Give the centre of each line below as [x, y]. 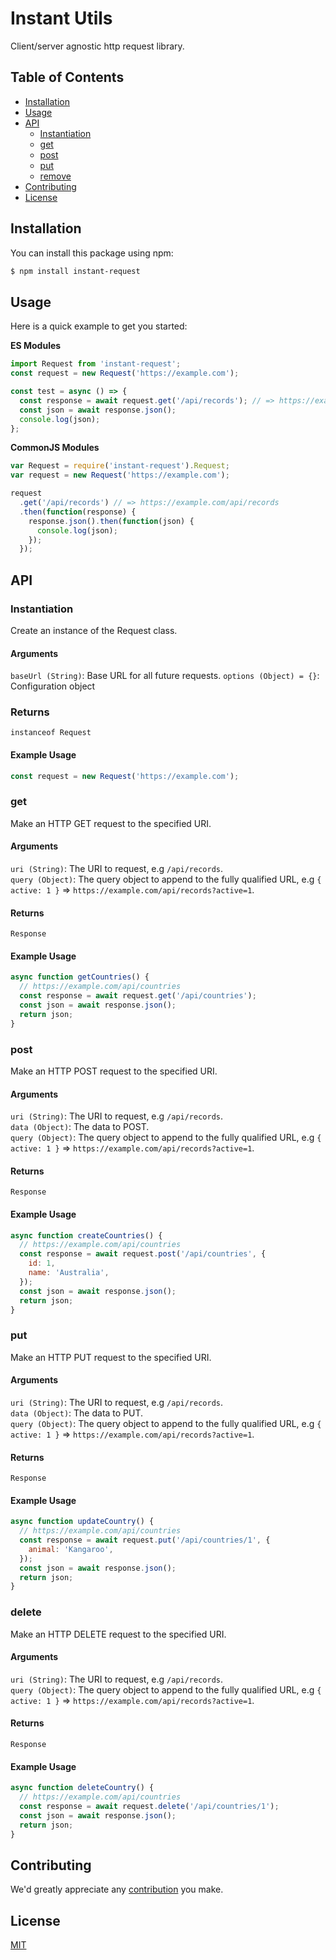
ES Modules [36, 346]
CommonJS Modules [55, 448]
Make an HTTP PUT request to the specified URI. [111, 1357]
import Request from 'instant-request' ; [96, 364]
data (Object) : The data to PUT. [77, 1413]
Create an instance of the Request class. [94, 630]
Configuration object [53, 686]
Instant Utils [61, 18]
